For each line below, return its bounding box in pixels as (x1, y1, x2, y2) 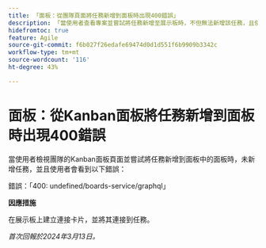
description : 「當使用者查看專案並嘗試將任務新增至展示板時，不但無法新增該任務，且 (8, 19, 255, 27)
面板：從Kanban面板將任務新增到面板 (8, 106, 255, 124)
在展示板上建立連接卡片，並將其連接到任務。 (8, 215, 154, 224)
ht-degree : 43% (8, 63, 59, 71)
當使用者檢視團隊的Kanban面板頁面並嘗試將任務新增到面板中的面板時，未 (8, 154, 249, 163)
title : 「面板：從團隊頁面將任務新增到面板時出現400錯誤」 (8, 11, 180, 20)
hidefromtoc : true (8, 26, 69, 34)
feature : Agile (8, 33, 59, 42)
